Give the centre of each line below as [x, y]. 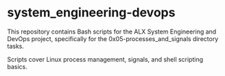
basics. [17, 66]
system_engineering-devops [91, 13]
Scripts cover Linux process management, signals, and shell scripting [105, 59]
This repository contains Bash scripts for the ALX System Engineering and [112, 31]
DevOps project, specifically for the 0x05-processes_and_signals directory [113, 38]
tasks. [16, 46]
